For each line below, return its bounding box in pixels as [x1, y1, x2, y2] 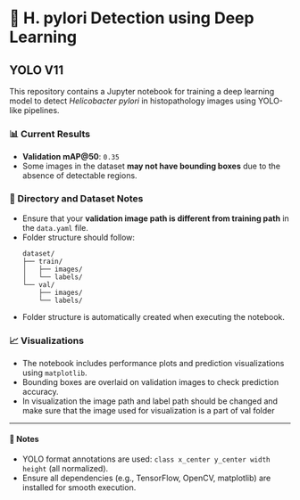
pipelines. [23, 105, 60, 115]
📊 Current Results [9, 127, 91, 140]
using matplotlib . [21, 367, 87, 378]
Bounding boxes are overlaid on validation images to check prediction [21, 376, 279, 387]
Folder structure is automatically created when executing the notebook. [21, 311, 286, 322]
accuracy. [21, 386, 60, 397]
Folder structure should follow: [21, 232, 136, 242]
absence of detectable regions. [21, 170, 137, 181]
